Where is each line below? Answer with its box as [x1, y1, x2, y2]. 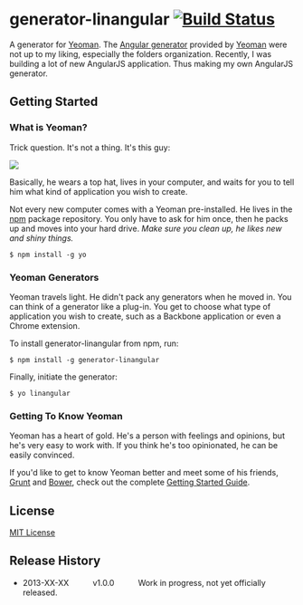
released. [22, 587, 58, 598]
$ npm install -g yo [9, 250, 88, 259]
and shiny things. [9, 232, 74, 244]
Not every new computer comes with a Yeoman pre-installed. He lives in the [9, 204, 293, 215]
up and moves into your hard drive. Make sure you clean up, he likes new [9, 223, 282, 234]
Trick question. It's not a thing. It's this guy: [9, 141, 171, 153]
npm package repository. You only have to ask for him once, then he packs [9, 213, 289, 224]
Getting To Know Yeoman [9, 409, 124, 422]
